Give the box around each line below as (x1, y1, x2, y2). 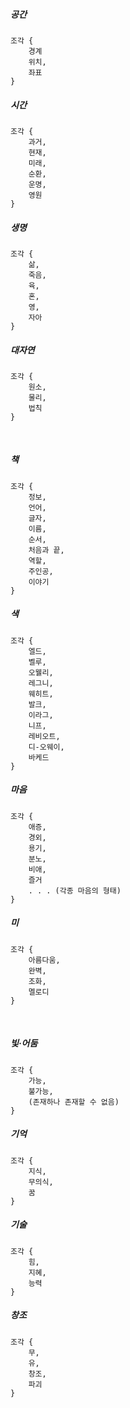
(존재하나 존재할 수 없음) (28, 1097, 120, 1107)
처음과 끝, (28, 545, 65, 555)
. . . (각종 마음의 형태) (28, 885, 122, 896)
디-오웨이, (28, 742, 65, 752)
